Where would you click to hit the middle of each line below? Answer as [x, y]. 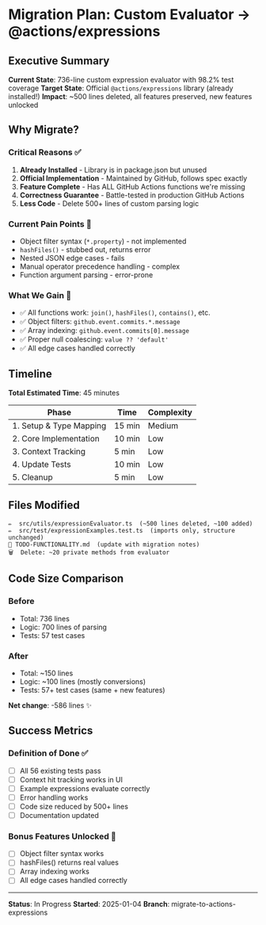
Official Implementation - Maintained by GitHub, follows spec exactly [133, 178]
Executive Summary [59, 61]
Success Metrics [51, 731]
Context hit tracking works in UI [71, 779]
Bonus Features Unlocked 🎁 [63, 836]
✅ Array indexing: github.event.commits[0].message [104, 331]
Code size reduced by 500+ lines [74, 806]
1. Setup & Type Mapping [59, 426]
